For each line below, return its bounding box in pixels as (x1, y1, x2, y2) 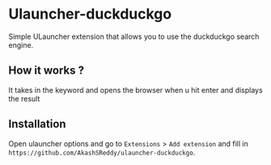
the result (8, 94, 40, 104)
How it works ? (8, 64, 85, 78)
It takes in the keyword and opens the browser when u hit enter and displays (8, 85, 263, 95)
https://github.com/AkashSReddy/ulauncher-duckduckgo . (8, 147, 196, 157)
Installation (8, 117, 66, 131)
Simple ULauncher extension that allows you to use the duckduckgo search (8, 32, 260, 41)
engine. (8, 40, 34, 49)
